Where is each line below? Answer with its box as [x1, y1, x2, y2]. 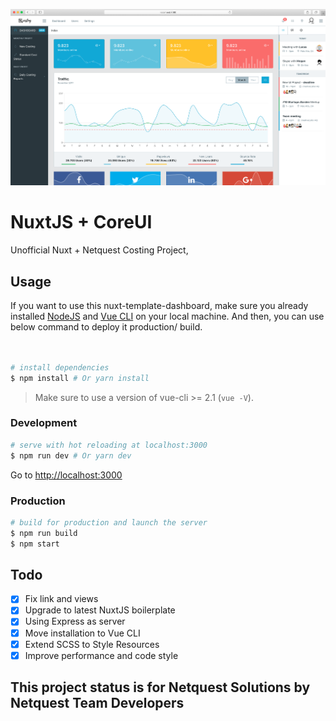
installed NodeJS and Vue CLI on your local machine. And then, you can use [10, 310, 325, 323]
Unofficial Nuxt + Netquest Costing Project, [10, 244, 189, 256]
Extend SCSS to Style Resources [24, 638, 160, 650]
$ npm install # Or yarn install [10, 373, 150, 383]
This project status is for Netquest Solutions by [10, 679, 311, 696]
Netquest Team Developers [10, 695, 185, 712]
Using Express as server [24, 615, 126, 628]
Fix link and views [24, 593, 99, 605]
